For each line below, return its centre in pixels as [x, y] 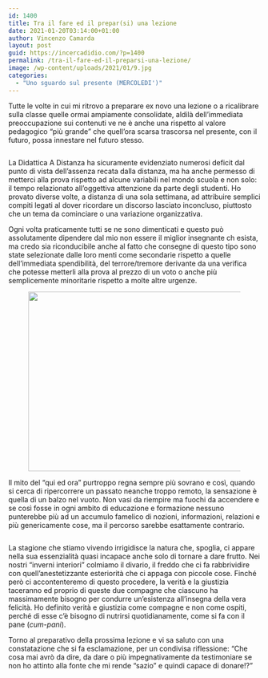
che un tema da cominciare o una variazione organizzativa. [106, 213]
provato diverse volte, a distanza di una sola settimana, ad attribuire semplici [134, 197]
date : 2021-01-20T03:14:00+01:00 [64, 30]
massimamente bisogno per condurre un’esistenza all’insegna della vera [127, 599]
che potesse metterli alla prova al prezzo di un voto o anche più [113, 272]
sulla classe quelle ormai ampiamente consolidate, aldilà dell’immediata [126, 114]
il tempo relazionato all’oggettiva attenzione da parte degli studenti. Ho [125, 188]
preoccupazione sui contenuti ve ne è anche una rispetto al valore [117, 123]
